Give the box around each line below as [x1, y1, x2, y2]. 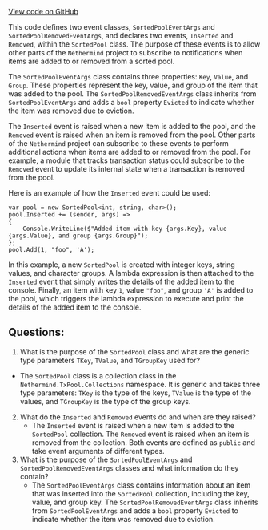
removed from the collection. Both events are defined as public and [31, 437, 256, 447]
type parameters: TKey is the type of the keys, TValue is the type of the [19, 388, 252, 398]
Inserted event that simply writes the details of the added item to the [8, 277, 235, 286]
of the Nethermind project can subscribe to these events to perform [8, 139, 230, 148]
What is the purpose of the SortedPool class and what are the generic [19, 346, 250, 356]
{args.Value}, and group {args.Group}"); [8, 232, 149, 240]
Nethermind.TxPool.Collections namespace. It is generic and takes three [19, 379, 261, 389]
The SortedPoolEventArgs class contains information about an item [31, 480, 251, 490]
